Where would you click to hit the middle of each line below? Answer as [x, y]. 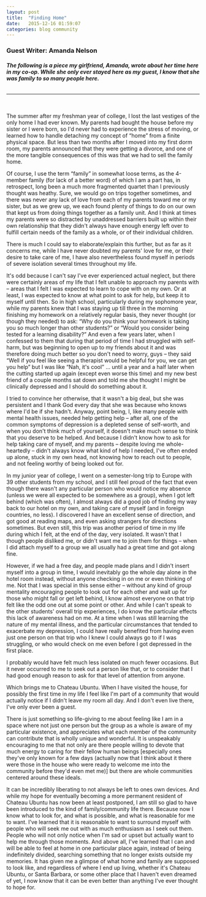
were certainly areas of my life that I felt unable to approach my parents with [103, 282]
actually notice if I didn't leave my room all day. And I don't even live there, [100, 701]
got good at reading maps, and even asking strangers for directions [91, 521]
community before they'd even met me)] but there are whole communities [100, 771]
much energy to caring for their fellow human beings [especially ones [94, 751]
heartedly [18, 451]
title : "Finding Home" [37, 18]
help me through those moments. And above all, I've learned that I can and [101, 842]
